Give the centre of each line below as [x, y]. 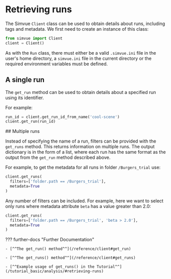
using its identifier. [25, 98]
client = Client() [25, 43]
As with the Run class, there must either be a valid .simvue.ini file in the [81, 53]
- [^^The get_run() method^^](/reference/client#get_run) [68, 249]
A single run [25, 80]
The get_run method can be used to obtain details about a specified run [81, 92]
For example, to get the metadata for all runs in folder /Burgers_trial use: [83, 168]
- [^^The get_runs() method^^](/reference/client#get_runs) [71, 258]
